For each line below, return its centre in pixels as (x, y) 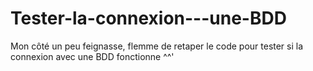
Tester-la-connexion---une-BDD (148, 18)
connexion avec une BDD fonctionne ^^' (92, 56)
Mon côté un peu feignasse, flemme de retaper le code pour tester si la (157, 46)
